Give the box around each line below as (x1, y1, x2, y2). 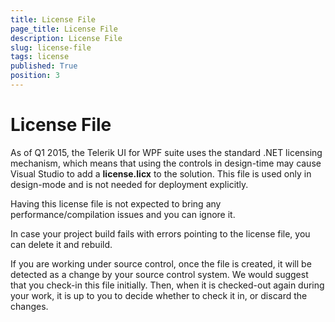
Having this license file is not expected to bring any (10, 197, 222, 210)
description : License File (10, 33, 123, 43)
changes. (10, 300, 49, 312)
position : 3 (10, 71, 60, 81)
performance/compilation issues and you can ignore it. (10, 208, 236, 220)
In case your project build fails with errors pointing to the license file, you (10, 227, 311, 240)
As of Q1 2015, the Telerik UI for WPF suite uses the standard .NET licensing (10, 146, 323, 158)
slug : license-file (10, 42, 92, 53)
